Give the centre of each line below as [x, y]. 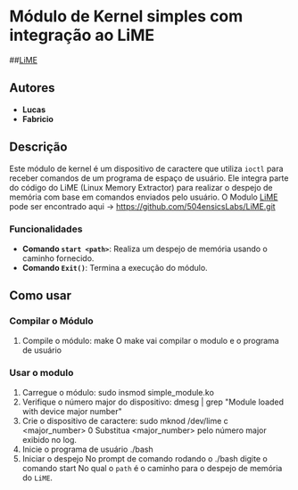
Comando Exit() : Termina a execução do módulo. [115, 267]
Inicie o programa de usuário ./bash [87, 449]
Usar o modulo [41, 373]
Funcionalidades [46, 229]
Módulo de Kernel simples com [126, 16]
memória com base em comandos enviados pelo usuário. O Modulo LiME [144, 197]
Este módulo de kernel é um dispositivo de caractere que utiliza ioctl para [146, 168]
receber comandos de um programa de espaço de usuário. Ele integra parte [149, 178]
